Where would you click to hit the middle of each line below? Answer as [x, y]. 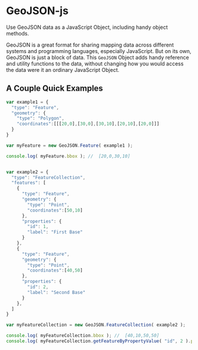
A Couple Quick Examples [55, 89]
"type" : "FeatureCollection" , [48, 177]
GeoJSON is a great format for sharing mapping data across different [90, 45]
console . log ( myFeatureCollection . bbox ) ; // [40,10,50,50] [83, 336]
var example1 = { [27, 102]
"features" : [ [29, 183]
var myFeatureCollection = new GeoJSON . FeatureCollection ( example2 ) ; [96, 325]
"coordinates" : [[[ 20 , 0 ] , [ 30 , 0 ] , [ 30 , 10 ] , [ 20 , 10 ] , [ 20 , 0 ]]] [88, 124]
